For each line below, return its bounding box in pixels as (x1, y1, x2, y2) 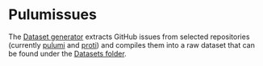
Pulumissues (8, 6, 97, 24)
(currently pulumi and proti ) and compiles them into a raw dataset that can (8, 40, 256, 49)
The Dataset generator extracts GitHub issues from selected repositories (8, 32, 250, 41)
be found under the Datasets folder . (8, 49, 127, 58)
